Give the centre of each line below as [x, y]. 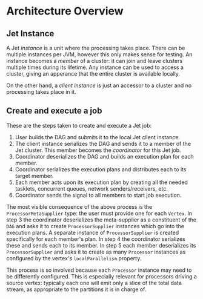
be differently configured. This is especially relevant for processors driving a [101, 276]
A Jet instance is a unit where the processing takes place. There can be [96, 48]
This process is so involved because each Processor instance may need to [99, 270]
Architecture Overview [65, 11]
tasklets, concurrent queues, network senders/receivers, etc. [91, 188]
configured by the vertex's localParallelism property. [74, 258]
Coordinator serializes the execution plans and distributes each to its [101, 169]
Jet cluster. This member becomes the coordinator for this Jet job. [98, 150]
